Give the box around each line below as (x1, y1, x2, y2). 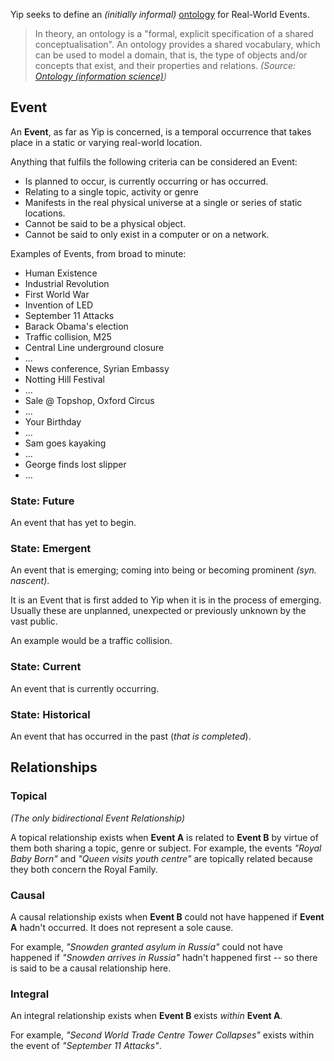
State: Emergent (10, 542, 92, 556)
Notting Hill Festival (24, 373, 105, 385)
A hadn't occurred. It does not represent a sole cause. (10, 921, 234, 933)
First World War (24, 288, 90, 300)
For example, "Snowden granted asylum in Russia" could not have (10, 940, 283, 953)
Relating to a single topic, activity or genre (24, 185, 199, 198)
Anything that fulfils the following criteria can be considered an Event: (10, 155, 298, 168)
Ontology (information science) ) (34, 70, 168, 82)
